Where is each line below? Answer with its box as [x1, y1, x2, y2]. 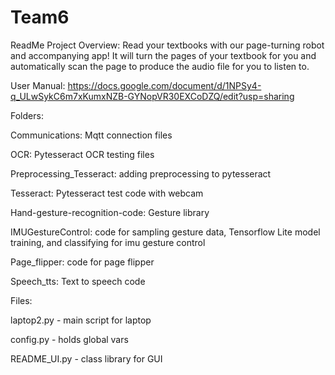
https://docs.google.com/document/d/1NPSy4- [67, 79, 262, 91]
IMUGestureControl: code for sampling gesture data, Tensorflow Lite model [10, 226, 321, 238]
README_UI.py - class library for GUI [10, 352, 163, 365]
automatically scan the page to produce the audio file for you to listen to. [10, 60, 310, 72]
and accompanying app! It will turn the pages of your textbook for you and [10, 49, 317, 61]
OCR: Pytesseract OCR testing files [10, 148, 155, 160]
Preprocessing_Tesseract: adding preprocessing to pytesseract [10, 167, 272, 180]
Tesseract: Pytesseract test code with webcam [10, 187, 204, 199]
